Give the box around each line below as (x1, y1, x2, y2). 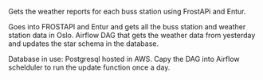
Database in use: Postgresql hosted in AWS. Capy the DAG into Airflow (8, 55, 241, 63)
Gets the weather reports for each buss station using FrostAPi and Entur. (8, 7, 246, 16)
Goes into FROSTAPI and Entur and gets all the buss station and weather (8, 22, 246, 31)
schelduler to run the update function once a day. (8, 63, 171, 72)
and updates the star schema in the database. (8, 39, 159, 48)
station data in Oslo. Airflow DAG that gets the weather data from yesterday (8, 31, 256, 40)
